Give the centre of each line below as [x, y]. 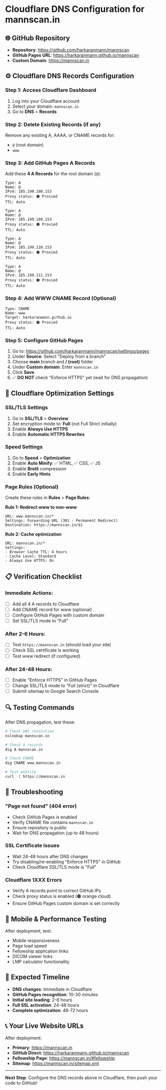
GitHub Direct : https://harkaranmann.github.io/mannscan [71, 1053]
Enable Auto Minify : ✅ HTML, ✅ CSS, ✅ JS [56, 463]
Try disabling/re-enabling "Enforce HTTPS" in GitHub [66, 862]
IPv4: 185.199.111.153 [28, 275]
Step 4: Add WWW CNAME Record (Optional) [61, 298]
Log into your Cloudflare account [46, 101]
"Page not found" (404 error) [41, 806]
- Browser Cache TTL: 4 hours [36, 552]
